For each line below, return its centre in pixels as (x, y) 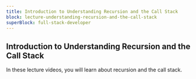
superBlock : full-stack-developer (49, 22)
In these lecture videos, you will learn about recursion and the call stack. (94, 70)
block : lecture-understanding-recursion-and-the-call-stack (82, 17)
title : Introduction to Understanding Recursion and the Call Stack (92, 11)
